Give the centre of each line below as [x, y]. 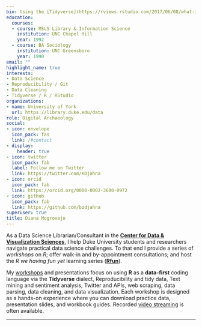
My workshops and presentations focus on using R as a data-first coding [97, 273]
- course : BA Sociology [41, 46]
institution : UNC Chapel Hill [55, 34]
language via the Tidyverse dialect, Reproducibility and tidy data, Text [93, 279]
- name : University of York [41, 107]
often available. [25, 311]
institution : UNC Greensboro [54, 51]
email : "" [19, 62]
